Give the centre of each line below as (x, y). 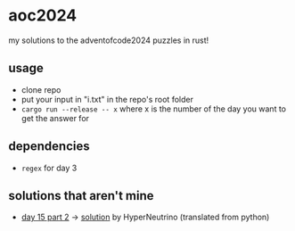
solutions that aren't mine (81, 196)
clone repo (41, 89)
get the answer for (55, 118)
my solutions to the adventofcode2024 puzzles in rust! (109, 40)
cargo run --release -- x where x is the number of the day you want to (154, 109)
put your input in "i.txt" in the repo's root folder (107, 99)
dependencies (49, 147)
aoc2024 (43, 16)
